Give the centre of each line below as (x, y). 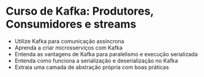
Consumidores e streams (71, 24)
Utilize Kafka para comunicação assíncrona (69, 41)
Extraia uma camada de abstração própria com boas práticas (92, 67)
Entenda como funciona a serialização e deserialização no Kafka (96, 61)
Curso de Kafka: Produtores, (80, 11)
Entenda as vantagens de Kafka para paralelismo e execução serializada (106, 54)
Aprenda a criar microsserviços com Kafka (69, 48)
